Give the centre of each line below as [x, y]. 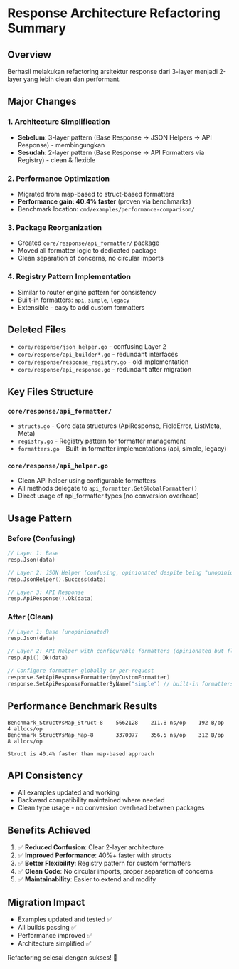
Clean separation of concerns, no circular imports [90, 258]
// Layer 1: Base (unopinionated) [59, 632]
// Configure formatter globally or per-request [81, 671]
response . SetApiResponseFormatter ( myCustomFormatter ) [89, 677]
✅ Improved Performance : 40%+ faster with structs [95, 855]
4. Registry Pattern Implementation [69, 277]
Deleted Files [37, 329]
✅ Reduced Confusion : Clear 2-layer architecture [91, 847]
